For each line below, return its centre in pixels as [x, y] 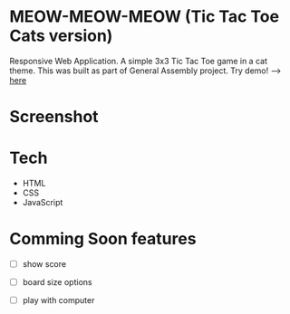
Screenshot [54, 117]
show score [44, 264]
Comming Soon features [103, 239]
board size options [57, 282]
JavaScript [43, 203]
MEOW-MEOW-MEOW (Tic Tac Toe [144, 17]
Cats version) [61, 36]
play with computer [58, 300]
